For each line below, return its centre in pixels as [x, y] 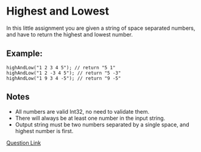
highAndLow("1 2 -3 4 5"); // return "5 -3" [64, 73]
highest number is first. [44, 131]
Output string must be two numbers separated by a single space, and [102, 124]
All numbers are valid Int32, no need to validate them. [82, 111]
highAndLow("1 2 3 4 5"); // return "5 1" [61, 67]
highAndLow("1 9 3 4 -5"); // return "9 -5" [64, 78]
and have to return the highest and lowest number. [69, 34]
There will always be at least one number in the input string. [90, 118]
